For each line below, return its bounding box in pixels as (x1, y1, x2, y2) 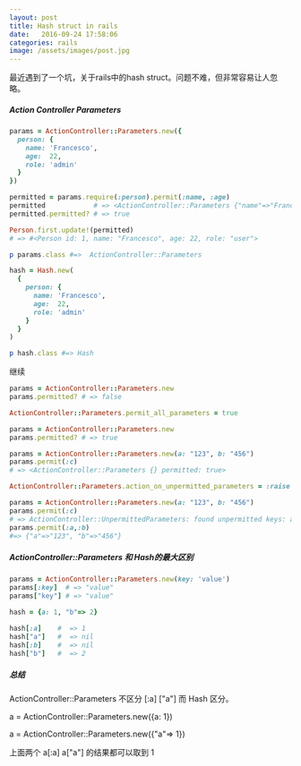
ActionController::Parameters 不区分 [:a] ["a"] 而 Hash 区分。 (9, 694, 234, 704)
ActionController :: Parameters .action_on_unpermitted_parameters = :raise (9, 482, 291, 491)
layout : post (9, 13, 58, 22)
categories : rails (9, 38, 78, 47)
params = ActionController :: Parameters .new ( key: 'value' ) (9, 574, 230, 584)
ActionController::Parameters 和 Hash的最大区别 (9, 552, 194, 563)
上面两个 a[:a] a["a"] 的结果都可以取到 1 (9, 747, 155, 758)
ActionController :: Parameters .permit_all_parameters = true (9, 408, 239, 417)
